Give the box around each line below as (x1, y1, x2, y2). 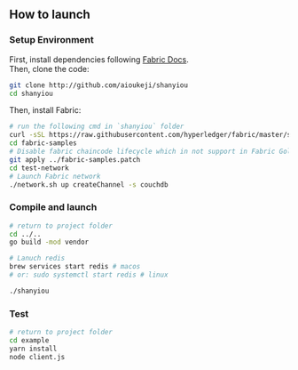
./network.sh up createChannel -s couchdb (9, 180, 169, 189)
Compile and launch (9, 201, 98, 213)
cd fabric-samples (9, 139, 77, 148)
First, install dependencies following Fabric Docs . (9, 53, 189, 65)
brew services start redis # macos (9, 262, 141, 271)
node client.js (9, 352, 66, 361)
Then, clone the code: (9, 63, 90, 74)
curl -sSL (9, 131, 46, 140)
